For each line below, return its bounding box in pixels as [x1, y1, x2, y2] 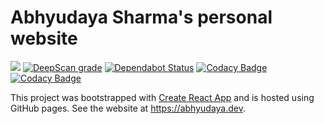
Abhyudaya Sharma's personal [10, 6, 273, 29]
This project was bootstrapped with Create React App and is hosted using [10, 91, 315, 103]
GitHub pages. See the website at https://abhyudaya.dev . [10, 102, 247, 114]
